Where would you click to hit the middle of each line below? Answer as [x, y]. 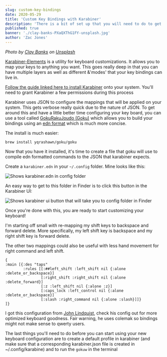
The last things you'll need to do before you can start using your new [76, 333]
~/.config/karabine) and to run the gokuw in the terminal [62, 349]
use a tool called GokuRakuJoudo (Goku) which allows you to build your [79, 118]
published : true [22, 28]
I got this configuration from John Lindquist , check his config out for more [81, 313]
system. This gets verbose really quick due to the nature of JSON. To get [80, 107]
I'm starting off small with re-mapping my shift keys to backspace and [77, 225]
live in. [12, 77]
